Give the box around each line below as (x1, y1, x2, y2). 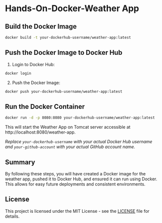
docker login (5, 71, 32, 76)
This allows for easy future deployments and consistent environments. (5, 181, 146, 187)
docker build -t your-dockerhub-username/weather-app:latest (5, 35, 131, 40)
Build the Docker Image (5, 22, 77, 31)
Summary (5, 158, 35, 166)
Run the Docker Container (5, 103, 85, 111)
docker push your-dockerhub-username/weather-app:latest (5, 89, 123, 94)
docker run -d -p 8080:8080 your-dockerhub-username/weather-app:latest (5, 115, 155, 120)
